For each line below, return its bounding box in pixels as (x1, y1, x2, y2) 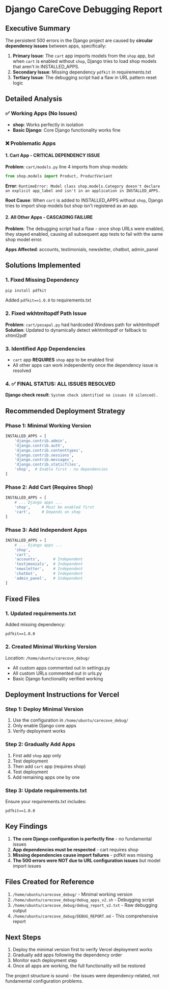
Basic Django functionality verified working (12, 675, 103, 682)
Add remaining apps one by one (12, 774, 80, 780)
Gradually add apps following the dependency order (12, 952, 122, 958)
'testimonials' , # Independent (14, 561, 83, 567)
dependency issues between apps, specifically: (5, 43, 107, 49)
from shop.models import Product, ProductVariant (5, 174, 113, 179)
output (12, 907, 27, 913)
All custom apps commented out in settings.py (12, 664, 110, 671)
